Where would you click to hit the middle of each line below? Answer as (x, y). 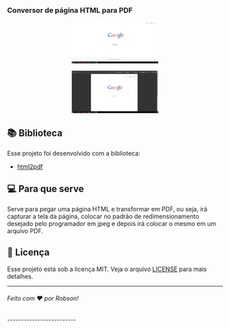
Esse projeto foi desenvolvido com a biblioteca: (74, 153)
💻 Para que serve (46, 189)
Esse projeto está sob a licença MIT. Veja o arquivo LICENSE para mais (107, 269)
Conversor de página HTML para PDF (70, 10)
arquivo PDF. (25, 231)
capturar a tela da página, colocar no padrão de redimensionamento (103, 216)
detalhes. (20, 276)
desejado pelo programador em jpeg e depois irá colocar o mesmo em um (112, 223)
